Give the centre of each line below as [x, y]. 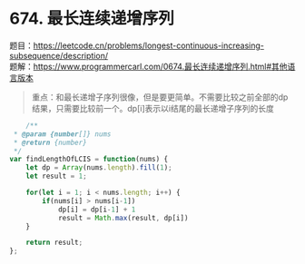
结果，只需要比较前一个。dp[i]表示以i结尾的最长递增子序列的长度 [152, 108]
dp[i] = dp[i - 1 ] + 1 [97, 210]
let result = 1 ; [57, 176]
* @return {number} [50, 142]
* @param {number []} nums [62, 134]
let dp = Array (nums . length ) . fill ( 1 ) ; [99, 168]
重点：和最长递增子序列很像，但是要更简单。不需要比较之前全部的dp [160, 97]
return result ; [54, 243]
